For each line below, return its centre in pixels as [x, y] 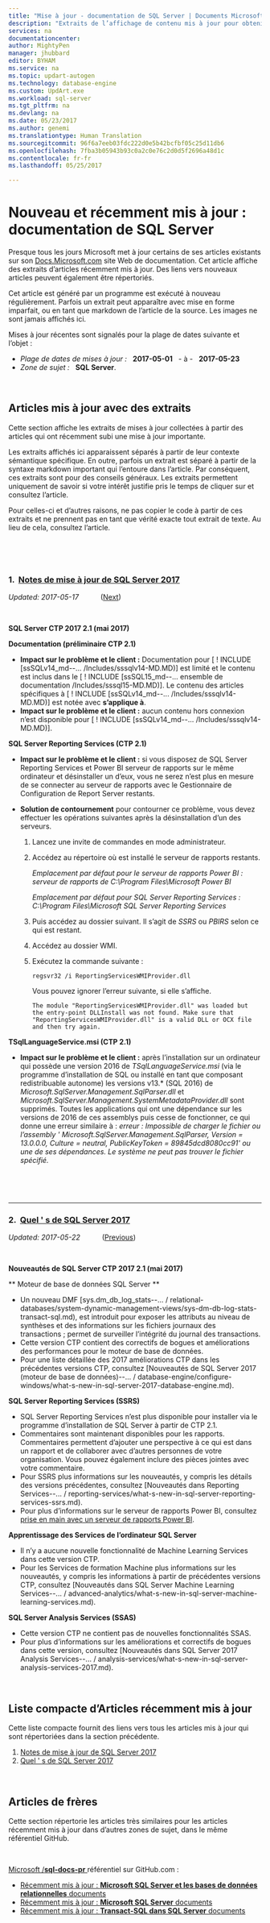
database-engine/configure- [185, 1377]
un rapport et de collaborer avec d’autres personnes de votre [121, 1451]
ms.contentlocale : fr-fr [50, 158]
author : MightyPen [39, 46]
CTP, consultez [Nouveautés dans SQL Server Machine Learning [127, 1585]
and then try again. [66, 1027]
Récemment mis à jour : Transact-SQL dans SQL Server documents [133, 1911]
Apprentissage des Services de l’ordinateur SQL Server [102, 1535]
